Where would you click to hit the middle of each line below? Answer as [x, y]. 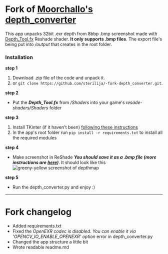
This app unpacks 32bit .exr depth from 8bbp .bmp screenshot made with [81, 33]
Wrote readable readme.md [40, 247]
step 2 [12, 93]
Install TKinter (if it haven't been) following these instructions [75, 127]
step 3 [12, 117]
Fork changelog [38, 212]
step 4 [12, 147]
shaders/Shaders [30, 108]
